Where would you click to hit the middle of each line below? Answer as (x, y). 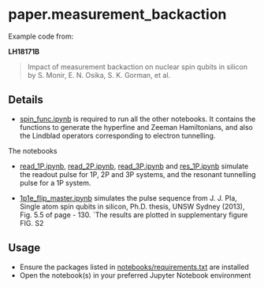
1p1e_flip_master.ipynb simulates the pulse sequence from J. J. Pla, (128, 198)
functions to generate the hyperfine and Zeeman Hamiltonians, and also (136, 127)
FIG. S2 (32, 223)
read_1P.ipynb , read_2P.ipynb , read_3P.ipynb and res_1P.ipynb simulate (134, 166)
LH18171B (24, 51)
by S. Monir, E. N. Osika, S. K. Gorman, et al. (99, 75)
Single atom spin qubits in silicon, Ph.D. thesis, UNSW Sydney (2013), (132, 206)
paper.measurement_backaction (117, 15)
